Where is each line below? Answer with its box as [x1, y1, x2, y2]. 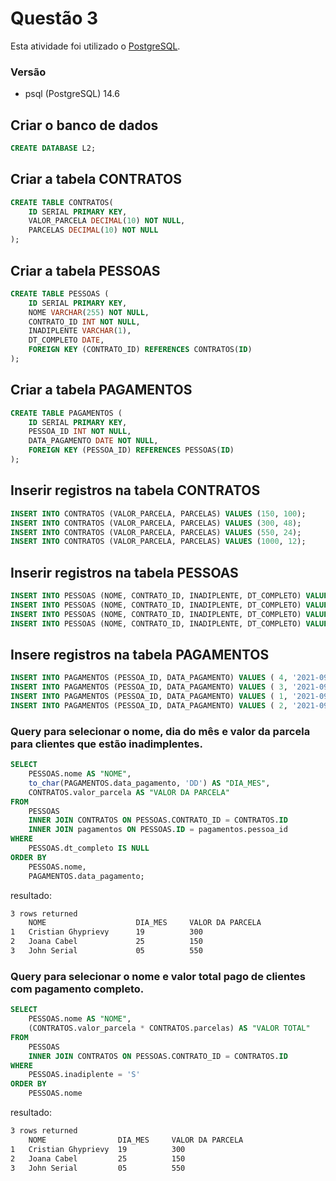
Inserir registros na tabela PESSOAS [10, 564, 239, 581]
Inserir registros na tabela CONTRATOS [10, 482, 261, 499]
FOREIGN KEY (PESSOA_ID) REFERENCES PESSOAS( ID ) [28, 445, 235, 456]
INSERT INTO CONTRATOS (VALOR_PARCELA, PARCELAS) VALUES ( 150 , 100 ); [10, 508, 307, 519]
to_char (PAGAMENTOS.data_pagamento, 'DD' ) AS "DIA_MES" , [28, 778, 271, 788]
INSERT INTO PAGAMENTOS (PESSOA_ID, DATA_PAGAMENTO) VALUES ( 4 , [10, 673, 288, 683]
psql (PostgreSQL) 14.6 [24, 88, 120, 100]
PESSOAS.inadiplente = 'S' [28, 1070, 141, 1080]
